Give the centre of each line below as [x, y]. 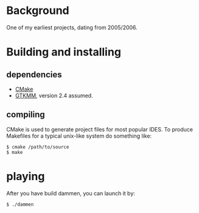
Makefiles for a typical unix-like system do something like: [79, 136]
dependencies [34, 75]
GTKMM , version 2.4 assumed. [54, 96]
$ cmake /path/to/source [38, 147]
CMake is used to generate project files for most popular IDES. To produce [100, 129]
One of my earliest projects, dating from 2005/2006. [72, 27]
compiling [26, 115]
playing [26, 176]
